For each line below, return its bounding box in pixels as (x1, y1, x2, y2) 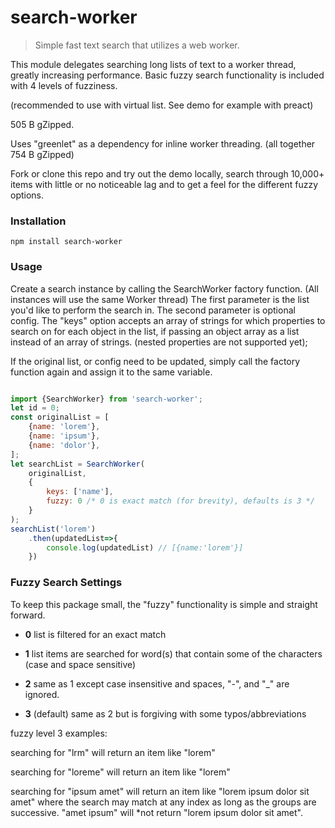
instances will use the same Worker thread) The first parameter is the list (10, 293, 310, 305)
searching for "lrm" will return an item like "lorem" (10, 746, 216, 758)
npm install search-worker (10, 237, 123, 247)
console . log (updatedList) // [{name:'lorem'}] (46, 542, 244, 553)
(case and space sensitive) (24, 658, 137, 670)
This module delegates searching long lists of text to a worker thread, (10, 58, 297, 70)
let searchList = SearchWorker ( (10, 459, 145, 469)
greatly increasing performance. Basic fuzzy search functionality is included (10, 69, 325, 81)
